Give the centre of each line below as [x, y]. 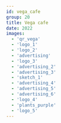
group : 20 [18, 17]
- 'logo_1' [25, 45]
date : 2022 [19, 28]
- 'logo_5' [25, 111]
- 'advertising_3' [34, 72]
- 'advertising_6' [34, 94]
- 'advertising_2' [34, 67]
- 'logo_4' [25, 99]
